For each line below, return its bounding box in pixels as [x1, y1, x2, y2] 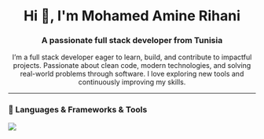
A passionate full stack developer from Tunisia [41, 35, 223, 46]
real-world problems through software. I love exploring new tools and [20, 69, 244, 79]
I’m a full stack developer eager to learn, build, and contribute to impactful [12, 52, 252, 62]
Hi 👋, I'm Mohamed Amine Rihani [23, 7, 241, 25]
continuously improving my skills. [78, 77, 186, 87]
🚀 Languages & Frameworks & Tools [8, 105, 148, 116]
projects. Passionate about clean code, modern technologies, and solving [13, 61, 251, 70]
